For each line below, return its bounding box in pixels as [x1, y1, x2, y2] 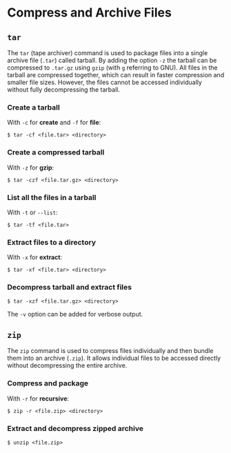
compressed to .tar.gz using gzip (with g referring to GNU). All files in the [7, 63, 218, 72]
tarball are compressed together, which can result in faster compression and [7, 71, 225, 79]
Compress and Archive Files [7, 5, 172, 21]
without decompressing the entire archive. [7, 361, 128, 370]
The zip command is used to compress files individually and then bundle [7, 347, 214, 355]
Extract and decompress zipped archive [7, 423, 143, 433]
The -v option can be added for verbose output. [7, 310, 143, 319]
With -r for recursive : [7, 394, 70, 403]
